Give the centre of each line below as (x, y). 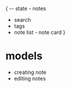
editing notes (30, 78)
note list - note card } (40, 32)
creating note (30, 72)
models (24, 56)
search (22, 20)
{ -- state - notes (26, 9)
